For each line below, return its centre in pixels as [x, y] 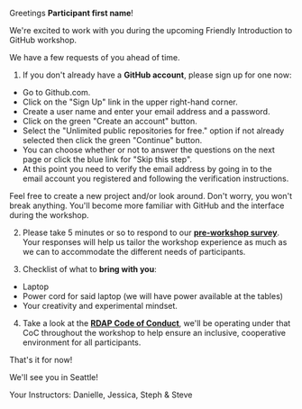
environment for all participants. [82, 342]
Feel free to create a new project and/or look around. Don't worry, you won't [151, 196]
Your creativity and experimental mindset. [100, 306]
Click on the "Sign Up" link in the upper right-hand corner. [130, 102]
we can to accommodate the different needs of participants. [134, 252]
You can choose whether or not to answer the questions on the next [148, 150]
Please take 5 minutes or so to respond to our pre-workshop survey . [151, 232]
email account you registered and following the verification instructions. [156, 178]
